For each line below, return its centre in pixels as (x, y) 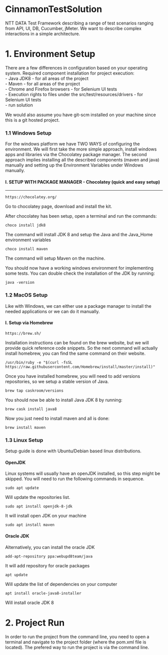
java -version (20, 283)
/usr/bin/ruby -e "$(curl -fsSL (39, 362)
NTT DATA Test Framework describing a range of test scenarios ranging (79, 23)
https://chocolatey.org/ (31, 197)
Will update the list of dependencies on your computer (61, 584)
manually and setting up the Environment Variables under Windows (74, 165)
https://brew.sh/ (23, 333)
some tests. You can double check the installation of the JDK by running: (80, 273)
